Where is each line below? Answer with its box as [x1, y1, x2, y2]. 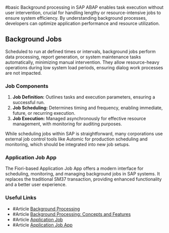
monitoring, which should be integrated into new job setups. [5, 142, 130, 148]
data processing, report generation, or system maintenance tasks [5, 54, 141, 60]
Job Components [5, 82, 49, 89]
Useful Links [5, 194, 37, 201]
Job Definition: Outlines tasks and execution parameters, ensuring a [12, 94, 155, 100]
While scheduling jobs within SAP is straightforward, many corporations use [5, 131, 163, 137]
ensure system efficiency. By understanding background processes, [5, 15, 147, 21]
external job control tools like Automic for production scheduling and [5, 136, 148, 142]
